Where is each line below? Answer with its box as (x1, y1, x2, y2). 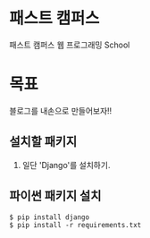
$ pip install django (9, 212, 90, 222)
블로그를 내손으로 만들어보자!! (9, 105, 112, 116)
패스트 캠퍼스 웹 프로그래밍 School (9, 39, 130, 50)
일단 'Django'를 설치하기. (21, 159, 111, 170)
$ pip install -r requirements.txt (9, 220, 142, 229)
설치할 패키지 (9, 134, 78, 149)
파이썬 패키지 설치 (9, 189, 102, 204)
